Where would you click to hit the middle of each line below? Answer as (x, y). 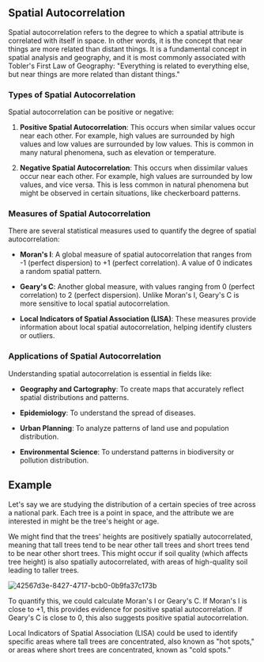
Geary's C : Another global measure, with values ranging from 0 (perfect (137, 287)
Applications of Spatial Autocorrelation (85, 356)
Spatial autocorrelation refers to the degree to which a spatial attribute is (126, 32)
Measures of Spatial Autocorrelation (79, 214)
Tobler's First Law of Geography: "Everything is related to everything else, (129, 66)
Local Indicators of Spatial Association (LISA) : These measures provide (138, 319)
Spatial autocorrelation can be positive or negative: (91, 112)
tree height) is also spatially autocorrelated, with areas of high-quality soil (128, 561)
